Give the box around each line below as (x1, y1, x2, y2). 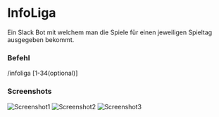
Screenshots (7, 86, 52, 96)
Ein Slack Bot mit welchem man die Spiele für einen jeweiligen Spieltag (7, 28, 213, 36)
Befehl (7, 53, 30, 62)
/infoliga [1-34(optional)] (7, 69, 78, 78)
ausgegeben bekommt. (7, 35, 75, 43)
